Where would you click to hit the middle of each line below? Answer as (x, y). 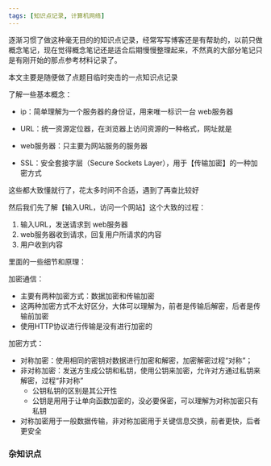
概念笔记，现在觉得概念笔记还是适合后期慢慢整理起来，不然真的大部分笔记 (132, 50)
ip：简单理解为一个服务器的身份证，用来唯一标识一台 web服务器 (127, 111)
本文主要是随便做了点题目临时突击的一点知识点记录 (93, 77)
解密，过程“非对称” (52, 381)
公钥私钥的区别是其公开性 (75, 390)
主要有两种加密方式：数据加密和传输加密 (87, 296)
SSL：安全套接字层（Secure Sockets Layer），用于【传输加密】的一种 (135, 163)
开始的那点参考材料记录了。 (75, 60)
